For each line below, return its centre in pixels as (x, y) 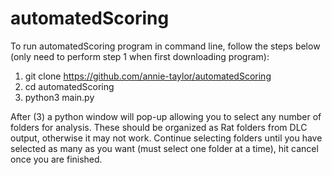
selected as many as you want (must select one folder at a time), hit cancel (164, 148)
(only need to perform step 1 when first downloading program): (140, 56)
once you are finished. (56, 159)
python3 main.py (59, 97)
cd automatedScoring (69, 86)
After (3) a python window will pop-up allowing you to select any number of (166, 116)
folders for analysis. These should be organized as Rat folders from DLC (159, 127)
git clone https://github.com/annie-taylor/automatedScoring (148, 76)
